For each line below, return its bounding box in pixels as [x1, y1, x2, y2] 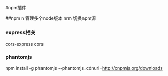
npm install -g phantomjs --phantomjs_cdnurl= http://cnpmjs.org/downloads [5, 65, 163, 71]
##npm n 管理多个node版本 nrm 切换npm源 [5, 15, 96, 21]
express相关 [5, 29, 36, 36]
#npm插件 [5, 5, 26, 10]
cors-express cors [5, 41, 44, 47]
